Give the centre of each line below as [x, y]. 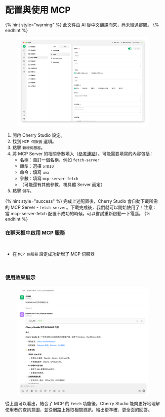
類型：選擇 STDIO [37, 166]
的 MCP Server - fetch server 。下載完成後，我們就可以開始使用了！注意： [81, 207]
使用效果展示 [21, 278]
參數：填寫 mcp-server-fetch [49, 179]
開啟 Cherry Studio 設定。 [39, 135]
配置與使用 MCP [38, 10]
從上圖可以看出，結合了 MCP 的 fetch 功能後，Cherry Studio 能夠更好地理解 [82, 403]
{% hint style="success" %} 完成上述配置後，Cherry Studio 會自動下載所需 [82, 201]
